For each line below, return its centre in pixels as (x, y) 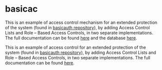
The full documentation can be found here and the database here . (71, 38)
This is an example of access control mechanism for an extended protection (81, 22)
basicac (21, 9)
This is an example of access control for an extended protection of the (75, 47)
